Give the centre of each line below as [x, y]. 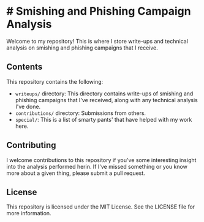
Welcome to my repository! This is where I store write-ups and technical [97, 41]
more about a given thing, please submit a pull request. [76, 173]
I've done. [28, 106]
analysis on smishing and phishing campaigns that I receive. [82, 48]
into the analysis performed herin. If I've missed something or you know [97, 166]
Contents [25, 67]
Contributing [31, 145]
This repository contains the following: [55, 81]
